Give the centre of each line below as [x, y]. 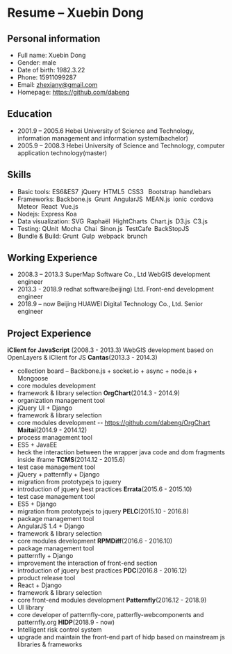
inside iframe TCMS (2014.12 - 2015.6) [71, 460]
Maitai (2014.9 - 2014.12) [52, 430]
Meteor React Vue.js [48, 206]
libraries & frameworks [50, 644]
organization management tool [61, 401]
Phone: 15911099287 [47, 77]
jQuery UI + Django [45, 408]
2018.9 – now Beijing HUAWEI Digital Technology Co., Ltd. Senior [110, 304]
